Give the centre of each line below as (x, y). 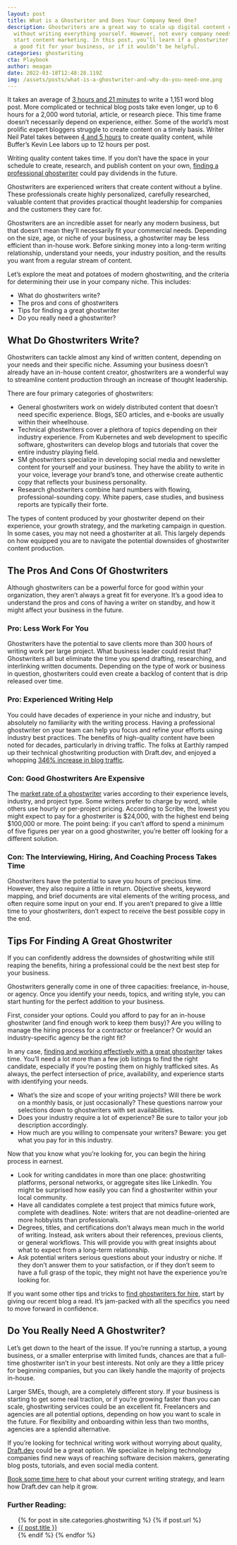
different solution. (33, 838)
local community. (42, 1197)
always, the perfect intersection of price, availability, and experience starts (116, 1074)
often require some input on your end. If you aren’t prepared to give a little (115, 904)
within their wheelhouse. (53, 422)
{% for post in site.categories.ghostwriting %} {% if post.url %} (109, 1520)
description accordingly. (53, 1125)
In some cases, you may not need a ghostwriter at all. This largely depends (116, 533)
